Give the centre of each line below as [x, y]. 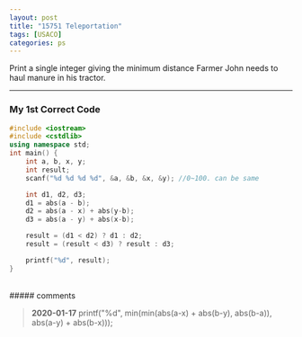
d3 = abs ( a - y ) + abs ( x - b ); [80, 220]
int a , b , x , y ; [56, 162]
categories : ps [38, 43]
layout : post [34, 18]
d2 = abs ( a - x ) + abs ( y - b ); [80, 211]
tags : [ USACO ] [36, 34]
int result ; [48, 170]
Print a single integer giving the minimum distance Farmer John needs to [144, 68]
